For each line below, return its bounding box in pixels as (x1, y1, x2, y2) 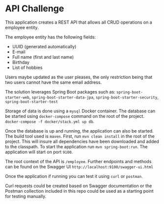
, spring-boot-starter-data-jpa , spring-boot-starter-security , (29, 94, 159, 100)
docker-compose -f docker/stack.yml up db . (5, 118, 95, 124)
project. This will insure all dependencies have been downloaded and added (5, 138, 159, 144)
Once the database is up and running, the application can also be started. (5, 128, 154, 134)
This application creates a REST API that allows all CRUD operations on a (5, 19, 152, 25)
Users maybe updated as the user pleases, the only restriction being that (5, 74, 153, 80)
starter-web (5, 95, 29, 100)
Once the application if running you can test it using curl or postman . (5, 173, 143, 179)
